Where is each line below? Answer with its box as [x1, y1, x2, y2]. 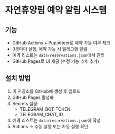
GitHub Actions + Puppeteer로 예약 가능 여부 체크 [12, 40, 111, 45]
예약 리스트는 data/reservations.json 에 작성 [12, 117, 101, 123]
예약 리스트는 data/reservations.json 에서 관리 [12, 52, 105, 58]
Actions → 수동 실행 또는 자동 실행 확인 [12, 123, 88, 129]
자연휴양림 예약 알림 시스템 [5, 4, 107, 16]
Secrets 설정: [12, 100, 38, 106]
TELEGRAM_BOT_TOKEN [19, 106, 71, 112]
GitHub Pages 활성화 [12, 94, 54, 100]
